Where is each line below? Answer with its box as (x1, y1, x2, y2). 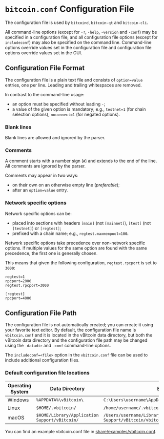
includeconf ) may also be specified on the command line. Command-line (5, 39, 152, 45)
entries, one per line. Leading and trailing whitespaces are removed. (5, 82, 142, 88)
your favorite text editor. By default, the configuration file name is (5, 327, 136, 333)
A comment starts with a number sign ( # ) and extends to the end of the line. (5, 158, 157, 164)
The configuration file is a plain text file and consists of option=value (5, 77, 143, 83)
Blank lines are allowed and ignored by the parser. (5, 135, 106, 141)
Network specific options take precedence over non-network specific (5, 240, 145, 246)
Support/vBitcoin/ (36, 417, 79, 423)
